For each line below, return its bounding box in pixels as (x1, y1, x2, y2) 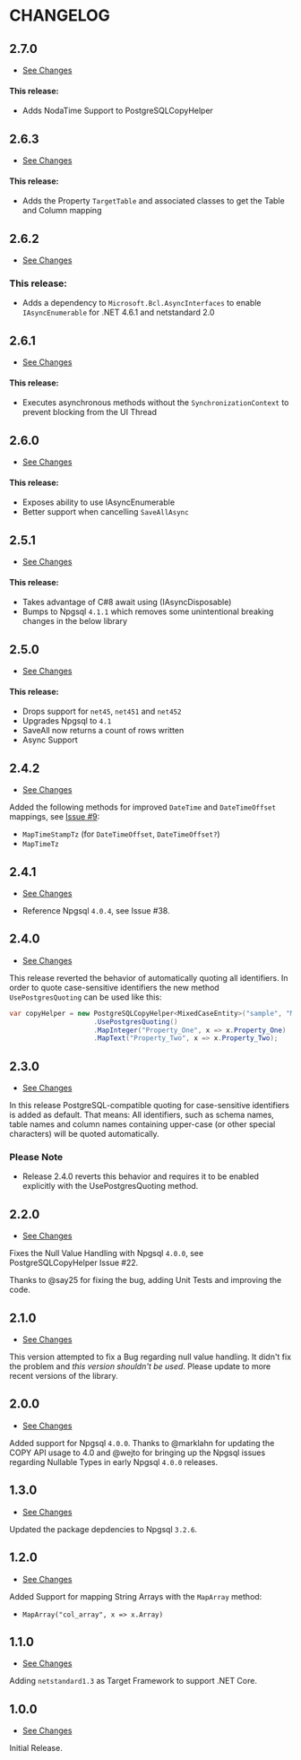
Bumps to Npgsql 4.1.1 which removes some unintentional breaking (21, 606, 274, 617)
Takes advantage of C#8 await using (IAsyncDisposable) (21, 597, 232, 608)
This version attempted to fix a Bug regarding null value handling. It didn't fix (9, 1351, 292, 1363)
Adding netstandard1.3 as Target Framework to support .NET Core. (9, 1676, 258, 1686)
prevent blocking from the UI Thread (21, 407, 158, 418)
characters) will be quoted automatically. (9, 1129, 159, 1140)
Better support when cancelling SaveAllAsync (21, 507, 190, 517)
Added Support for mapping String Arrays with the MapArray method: (9, 1591, 262, 1601)
